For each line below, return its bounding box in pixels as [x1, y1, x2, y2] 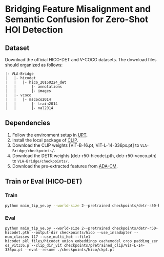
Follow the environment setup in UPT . [12, 132, 88, 138]
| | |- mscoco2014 [5, 97, 51, 102]
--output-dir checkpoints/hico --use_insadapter [31, 230, 132, 235]
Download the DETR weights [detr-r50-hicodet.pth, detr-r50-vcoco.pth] [12, 153, 157, 159]
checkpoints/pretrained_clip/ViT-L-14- [64, 243, 145, 248]
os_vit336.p [5, 243, 29, 248]
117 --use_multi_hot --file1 [31, 234, 91, 239]
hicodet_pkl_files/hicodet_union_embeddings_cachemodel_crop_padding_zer [5, 238, 159, 243]
